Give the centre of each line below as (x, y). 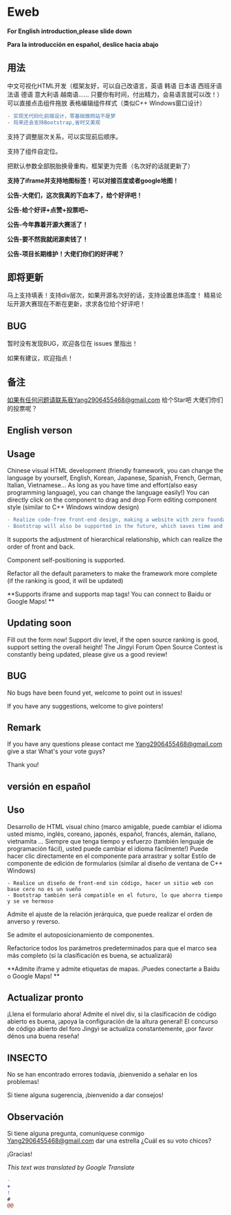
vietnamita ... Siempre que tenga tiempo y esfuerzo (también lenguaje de (110, 841)
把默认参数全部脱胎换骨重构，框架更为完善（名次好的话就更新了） (100, 165)
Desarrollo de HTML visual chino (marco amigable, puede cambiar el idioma (114, 826)
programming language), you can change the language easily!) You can (108, 493)
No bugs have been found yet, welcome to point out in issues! (95, 693)
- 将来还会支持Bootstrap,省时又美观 (54, 122)
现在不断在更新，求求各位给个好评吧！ (91, 304)
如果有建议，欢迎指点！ (40, 358)
